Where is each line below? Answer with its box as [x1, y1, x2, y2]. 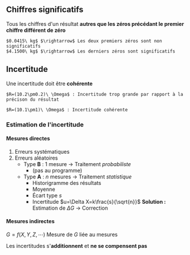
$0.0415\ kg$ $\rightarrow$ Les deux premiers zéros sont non [6, 38, 162, 44]
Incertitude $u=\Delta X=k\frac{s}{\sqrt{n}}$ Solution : [32, 198, 166, 205]
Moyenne [32, 186, 55, 193]
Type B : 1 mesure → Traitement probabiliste [23, 160, 132, 167]
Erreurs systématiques [14, 148, 70, 155]
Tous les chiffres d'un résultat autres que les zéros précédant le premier [6, 20, 184, 27]
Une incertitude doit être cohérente [6, 80, 93, 87]
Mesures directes [6, 135, 50, 142]
